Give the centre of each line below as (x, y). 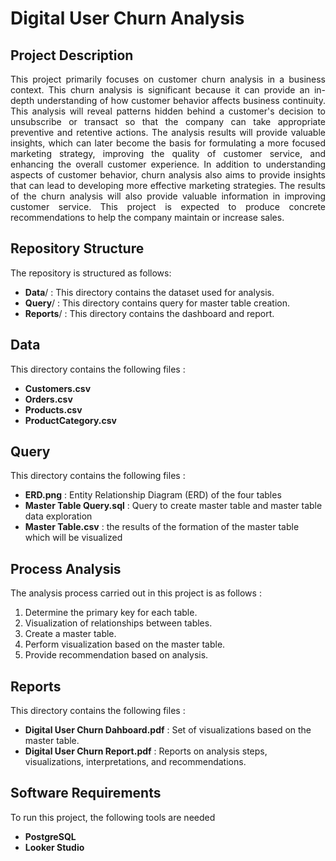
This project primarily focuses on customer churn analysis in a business (168, 79)
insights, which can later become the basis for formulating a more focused (168, 143)
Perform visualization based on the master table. (125, 644)
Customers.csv (58, 388)
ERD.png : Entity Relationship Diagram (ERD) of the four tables (153, 495)
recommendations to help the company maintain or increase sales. (147, 217)
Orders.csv (48, 399)
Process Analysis (66, 568)
